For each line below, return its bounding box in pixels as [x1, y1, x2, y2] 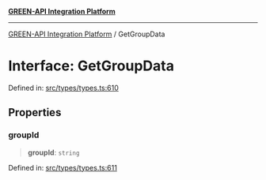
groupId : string [27, 148, 80, 157]
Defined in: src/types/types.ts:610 [8, 83, 119, 92]
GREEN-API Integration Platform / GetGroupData [8, 29, 165, 39]
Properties [8, 106, 62, 119]
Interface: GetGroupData [8, 57, 174, 75]
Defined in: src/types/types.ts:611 [8, 163, 117, 172]
